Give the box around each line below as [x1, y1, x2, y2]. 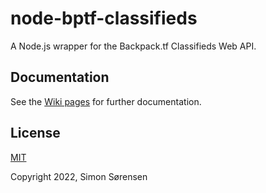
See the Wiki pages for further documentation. [10, 95, 202, 107]
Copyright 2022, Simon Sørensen [10, 170, 148, 182]
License [10, 125, 61, 142]
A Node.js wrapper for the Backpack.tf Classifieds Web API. [10, 40, 257, 52]
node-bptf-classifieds [10, 7, 198, 30]
